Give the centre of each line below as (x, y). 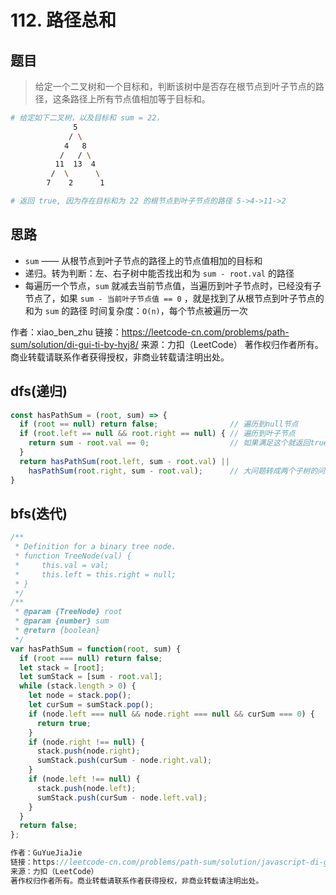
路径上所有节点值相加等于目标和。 (140, 99)
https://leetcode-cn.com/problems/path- (205, 332)
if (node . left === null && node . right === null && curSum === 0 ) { (172, 714)
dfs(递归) (39, 391)
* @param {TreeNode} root (68, 612)
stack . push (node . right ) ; (88, 751)
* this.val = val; (62, 565)
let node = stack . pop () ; (80, 696)
